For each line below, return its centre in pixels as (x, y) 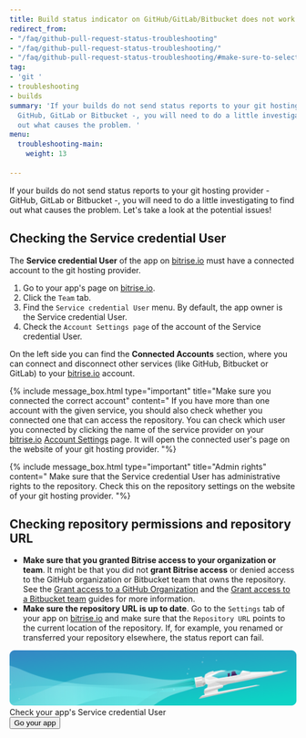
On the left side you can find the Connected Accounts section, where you (149, 354)
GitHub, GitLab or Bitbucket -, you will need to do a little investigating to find (152, 200)
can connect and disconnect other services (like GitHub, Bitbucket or (139, 364)
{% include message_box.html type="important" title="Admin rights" (138, 466)
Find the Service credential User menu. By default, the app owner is (153, 307)
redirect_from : (38, 29)
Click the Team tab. (57, 297)
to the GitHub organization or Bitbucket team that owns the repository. (154, 579)
